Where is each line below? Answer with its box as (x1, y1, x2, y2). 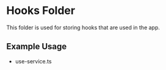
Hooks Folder (6, 4, 75, 18)
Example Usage (6, 41, 67, 52)
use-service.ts (15, 57, 52, 65)
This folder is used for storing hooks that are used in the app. (6, 24, 161, 31)
